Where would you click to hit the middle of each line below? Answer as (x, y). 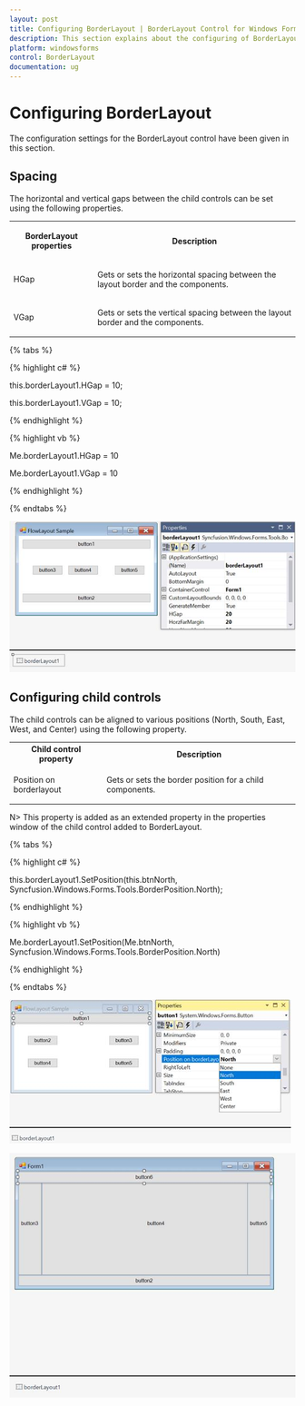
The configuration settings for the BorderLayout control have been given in (149, 138)
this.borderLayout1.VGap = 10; (66, 403)
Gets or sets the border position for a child (185, 779)
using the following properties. (67, 208)
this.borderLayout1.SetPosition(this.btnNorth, (93, 880)
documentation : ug (44, 67)
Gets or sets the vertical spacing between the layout (195, 312)
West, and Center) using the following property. (98, 729)
